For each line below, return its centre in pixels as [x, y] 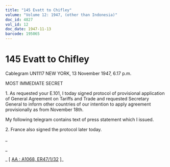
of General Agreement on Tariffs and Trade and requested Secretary [77, 98]
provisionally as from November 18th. [44, 109]
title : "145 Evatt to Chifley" [39, 10]
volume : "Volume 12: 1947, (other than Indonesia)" [61, 15]
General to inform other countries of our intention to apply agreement [78, 104]
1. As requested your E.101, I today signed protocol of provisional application [85, 93]
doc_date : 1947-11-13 [28, 29]
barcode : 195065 [22, 34]
